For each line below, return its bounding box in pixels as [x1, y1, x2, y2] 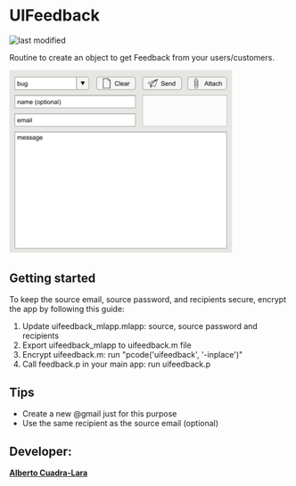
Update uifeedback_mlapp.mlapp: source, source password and [21, 321, 259, 332]
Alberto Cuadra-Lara [9, 467, 88, 478]
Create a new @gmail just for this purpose [21, 408, 177, 419]
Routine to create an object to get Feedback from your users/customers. [9, 52, 275, 62]
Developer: [9, 443, 72, 459]
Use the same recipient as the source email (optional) [21, 418, 219, 429]
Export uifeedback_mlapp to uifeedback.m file [21, 340, 192, 350]
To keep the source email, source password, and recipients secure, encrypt [9, 294, 287, 305]
